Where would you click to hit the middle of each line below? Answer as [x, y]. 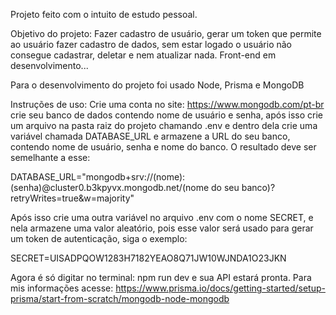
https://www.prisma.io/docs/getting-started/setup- [220, 288]
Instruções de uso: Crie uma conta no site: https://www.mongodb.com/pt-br [167, 104]
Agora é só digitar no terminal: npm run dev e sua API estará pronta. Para [161, 277]
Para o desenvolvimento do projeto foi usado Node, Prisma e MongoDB [157, 85]
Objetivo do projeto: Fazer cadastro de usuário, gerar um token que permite [166, 33]
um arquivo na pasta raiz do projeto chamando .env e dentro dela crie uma [164, 125]
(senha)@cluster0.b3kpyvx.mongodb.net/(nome [110, 187]
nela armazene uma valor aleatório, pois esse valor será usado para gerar [162, 228]
